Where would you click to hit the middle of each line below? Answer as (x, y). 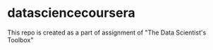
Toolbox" (20, 39)
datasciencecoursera (71, 13)
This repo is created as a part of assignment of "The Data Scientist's (107, 32)
